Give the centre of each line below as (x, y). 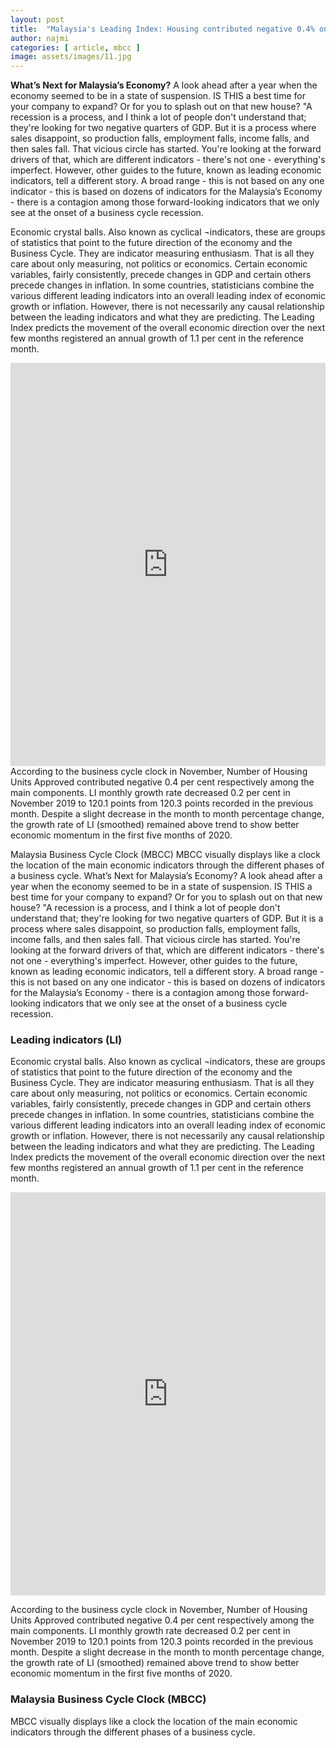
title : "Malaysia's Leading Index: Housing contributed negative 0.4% (162, 29)
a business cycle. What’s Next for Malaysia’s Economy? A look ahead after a (166, 876)
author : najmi (40, 38)
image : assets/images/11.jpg (71, 57)
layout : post (37, 19)
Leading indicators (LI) (66, 1040)
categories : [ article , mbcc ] (75, 47)
